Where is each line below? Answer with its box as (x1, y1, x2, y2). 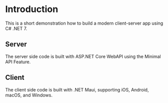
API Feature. (5, 59, 31, 65)
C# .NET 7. (5, 25, 28, 31)
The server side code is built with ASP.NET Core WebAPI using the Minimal (5, 53, 161, 59)
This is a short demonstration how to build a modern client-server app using (5, 20, 163, 26)
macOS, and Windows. (5, 92, 53, 98)
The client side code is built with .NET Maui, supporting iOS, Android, (5, 86, 149, 92)
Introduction (5, 4, 59, 15)
